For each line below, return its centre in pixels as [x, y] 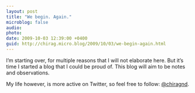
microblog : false [27, 22]
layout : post [22, 11]
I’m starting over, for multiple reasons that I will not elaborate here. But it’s [95, 60]
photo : [14, 33]
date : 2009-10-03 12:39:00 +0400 [47, 38]
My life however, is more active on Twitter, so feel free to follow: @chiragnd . [97, 84]
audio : [14, 28]
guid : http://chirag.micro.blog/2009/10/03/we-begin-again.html [86, 44]
